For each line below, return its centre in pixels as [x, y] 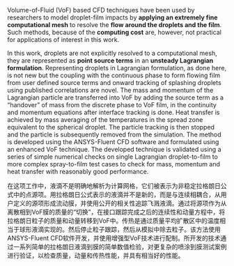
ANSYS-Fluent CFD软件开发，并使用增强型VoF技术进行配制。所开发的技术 [114, 238]
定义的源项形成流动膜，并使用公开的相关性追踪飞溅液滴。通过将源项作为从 [120, 203]
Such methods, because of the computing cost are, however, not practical [114, 32]
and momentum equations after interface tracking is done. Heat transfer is [114, 112]
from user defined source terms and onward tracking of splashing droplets [114, 83]
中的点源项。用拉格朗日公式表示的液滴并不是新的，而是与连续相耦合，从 [117, 195]
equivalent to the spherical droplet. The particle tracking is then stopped [111, 127]
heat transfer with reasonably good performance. [78, 171]
